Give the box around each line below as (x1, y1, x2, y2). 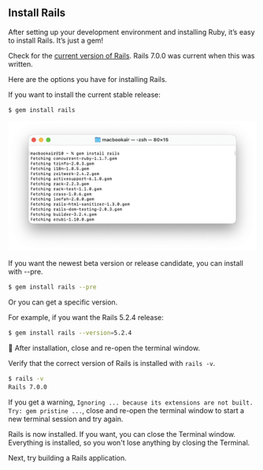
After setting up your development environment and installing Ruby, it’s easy (8, 27, 255, 36)
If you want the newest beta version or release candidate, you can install (8, 259, 244, 268)
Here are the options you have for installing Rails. (8, 74, 168, 84)
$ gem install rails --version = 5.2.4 (8, 329, 132, 338)
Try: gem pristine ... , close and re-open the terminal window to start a (8, 405, 245, 415)
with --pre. (8, 267, 43, 277)
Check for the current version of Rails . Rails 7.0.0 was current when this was (8, 50, 255, 60)
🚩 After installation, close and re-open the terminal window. (8, 343, 201, 353)
